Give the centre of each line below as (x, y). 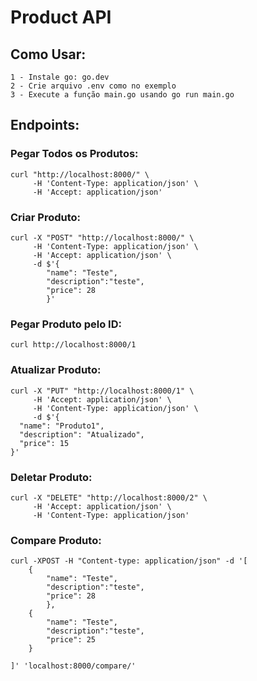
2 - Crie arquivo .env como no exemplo (93, 86)
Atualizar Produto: (56, 370)
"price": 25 (71, 640)
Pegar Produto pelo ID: (66, 324)
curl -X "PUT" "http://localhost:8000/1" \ (102, 391)
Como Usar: (48, 54)
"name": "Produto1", (62, 426)
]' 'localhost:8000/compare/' (73, 666)
